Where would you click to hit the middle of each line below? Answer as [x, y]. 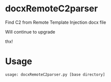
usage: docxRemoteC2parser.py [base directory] [55, 75]
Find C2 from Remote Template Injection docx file [56, 22]
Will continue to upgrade [30, 32]
